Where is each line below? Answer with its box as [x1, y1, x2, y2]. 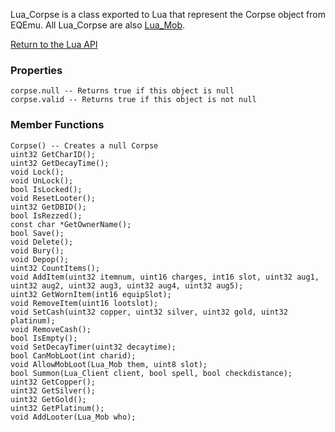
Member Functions [10, 118, 105, 132]
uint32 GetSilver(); [10, 385, 97, 396]
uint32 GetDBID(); [10, 202, 87, 212]
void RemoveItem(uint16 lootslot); [10, 298, 159, 308]
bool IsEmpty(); [10, 333, 78, 343]
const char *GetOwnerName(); [10, 219, 132, 229]
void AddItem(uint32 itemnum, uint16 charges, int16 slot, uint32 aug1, [10, 272, 320, 282]
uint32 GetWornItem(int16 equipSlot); [10, 289, 172, 299]
